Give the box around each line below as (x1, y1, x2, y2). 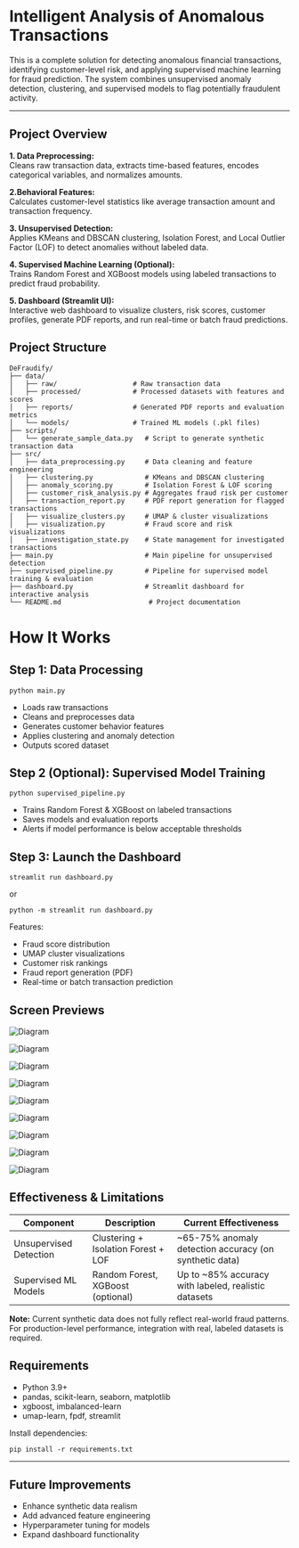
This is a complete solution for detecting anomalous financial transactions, (9, 54, 282, 65)
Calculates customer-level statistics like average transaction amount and (9, 196, 276, 207)
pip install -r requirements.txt (9, 1445, 133, 1454)
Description (105, 1216, 156, 1229)
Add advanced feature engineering (21, 1511, 151, 1521)
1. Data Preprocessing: (9, 150, 95, 161)
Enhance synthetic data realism (21, 1501, 138, 1511)
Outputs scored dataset (21, 740, 109, 750)
